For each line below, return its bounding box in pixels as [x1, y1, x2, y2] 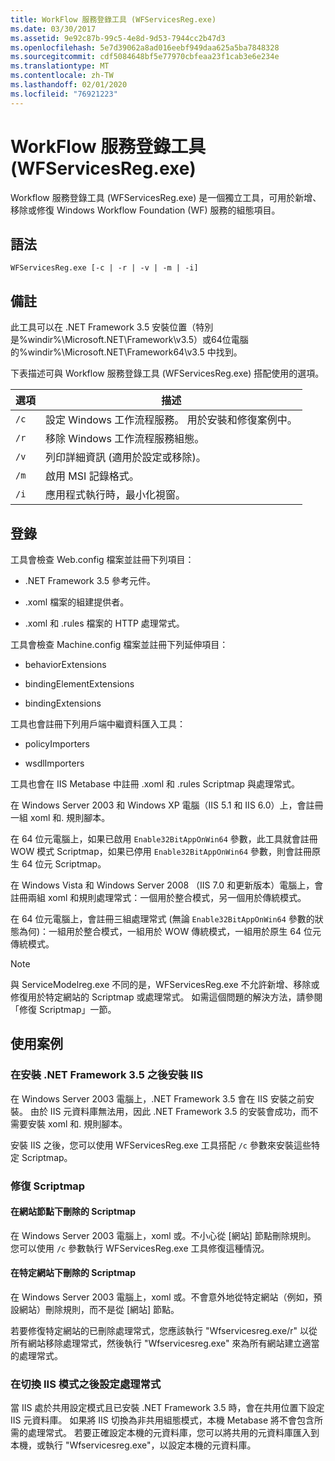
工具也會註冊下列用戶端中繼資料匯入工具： [10, 718, 186, 730]
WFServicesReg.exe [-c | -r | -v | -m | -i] [10, 263, 199, 273]
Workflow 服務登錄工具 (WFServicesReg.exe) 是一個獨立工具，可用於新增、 [10, 191, 322, 203]
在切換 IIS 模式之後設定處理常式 [10, 1377, 162, 1391]
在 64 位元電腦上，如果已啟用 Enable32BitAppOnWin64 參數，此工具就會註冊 [10, 833, 318, 845]
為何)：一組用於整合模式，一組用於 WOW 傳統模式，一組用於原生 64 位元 [18, 926, 322, 937]
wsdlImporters [24, 757, 85, 769]
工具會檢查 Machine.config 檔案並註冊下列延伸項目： [10, 639, 229, 650]
